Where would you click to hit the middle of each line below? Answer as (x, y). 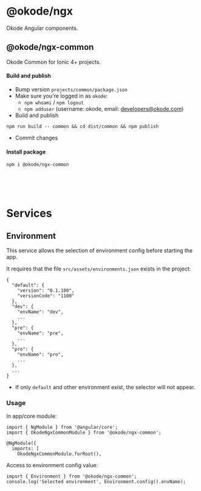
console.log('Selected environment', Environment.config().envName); (96, 482)
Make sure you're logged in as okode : (61, 96)
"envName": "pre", (40, 333)
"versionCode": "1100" (46, 296)
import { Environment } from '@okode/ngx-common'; (72, 476)
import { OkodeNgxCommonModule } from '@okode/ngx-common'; (84, 433)
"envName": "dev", (40, 312)
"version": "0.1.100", (46, 291)
